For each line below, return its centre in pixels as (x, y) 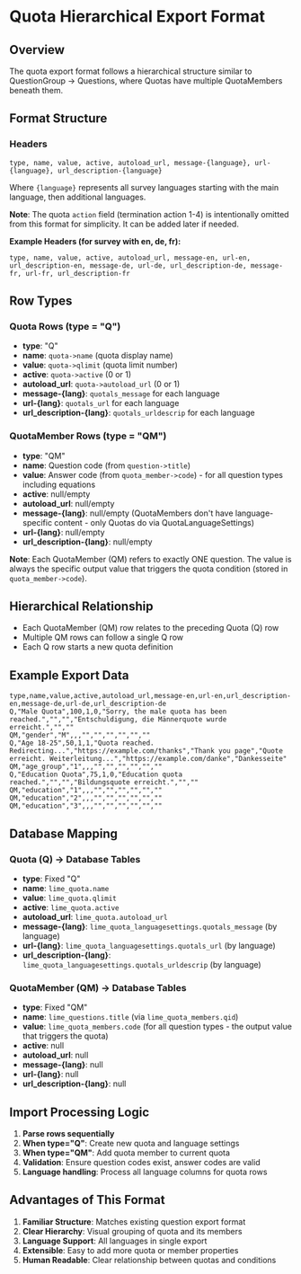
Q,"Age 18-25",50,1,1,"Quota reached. (82, 743)
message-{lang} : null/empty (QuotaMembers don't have (128, 513)
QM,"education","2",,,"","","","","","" (86, 798)
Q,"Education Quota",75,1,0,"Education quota (96, 774)
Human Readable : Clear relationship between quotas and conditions (149, 1260)
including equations (59, 484)
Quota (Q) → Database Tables (75, 859)
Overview (37, 50)
